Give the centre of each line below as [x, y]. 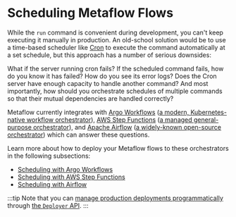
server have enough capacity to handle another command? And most [108, 83]
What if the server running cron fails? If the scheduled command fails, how [116, 68]
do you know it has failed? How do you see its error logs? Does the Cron [112, 76]
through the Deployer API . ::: [48, 205]
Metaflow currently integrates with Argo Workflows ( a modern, [98, 112]
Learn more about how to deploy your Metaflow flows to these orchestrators [118, 148]
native [16, 119]
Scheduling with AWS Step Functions [71, 177]
